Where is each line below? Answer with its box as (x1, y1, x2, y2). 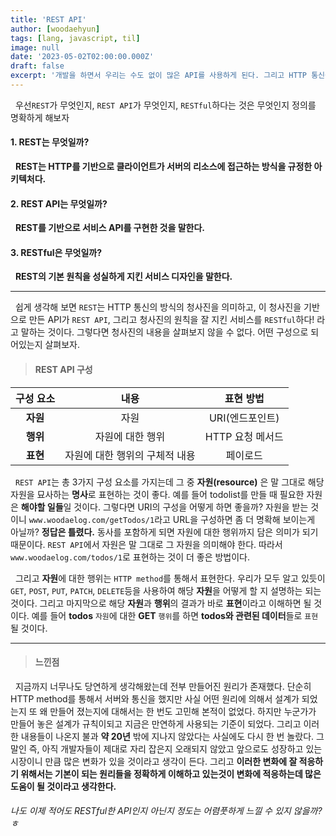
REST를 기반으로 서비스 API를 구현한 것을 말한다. (14, 222, 205, 234)
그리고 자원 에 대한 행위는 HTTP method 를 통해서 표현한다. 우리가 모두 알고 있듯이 (14, 572, 326, 584)
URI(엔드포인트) (208, 411, 280, 425)
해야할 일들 (20, 501, 64, 513)
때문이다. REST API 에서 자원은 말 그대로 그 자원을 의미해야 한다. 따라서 (10, 538, 283, 550)
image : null (10, 42, 60, 53)
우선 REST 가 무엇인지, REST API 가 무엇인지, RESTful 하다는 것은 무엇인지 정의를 (14, 99, 317, 111)
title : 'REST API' (10, 14, 87, 25)
